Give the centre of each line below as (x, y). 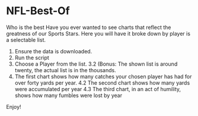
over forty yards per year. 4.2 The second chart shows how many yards (102, 83)
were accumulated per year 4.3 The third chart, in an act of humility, (98, 89)
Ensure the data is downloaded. (53, 51)
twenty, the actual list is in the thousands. (66, 70)
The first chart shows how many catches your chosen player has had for (103, 76)
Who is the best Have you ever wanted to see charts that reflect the (89, 27)
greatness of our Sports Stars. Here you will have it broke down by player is (98, 33)
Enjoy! (14, 107)
